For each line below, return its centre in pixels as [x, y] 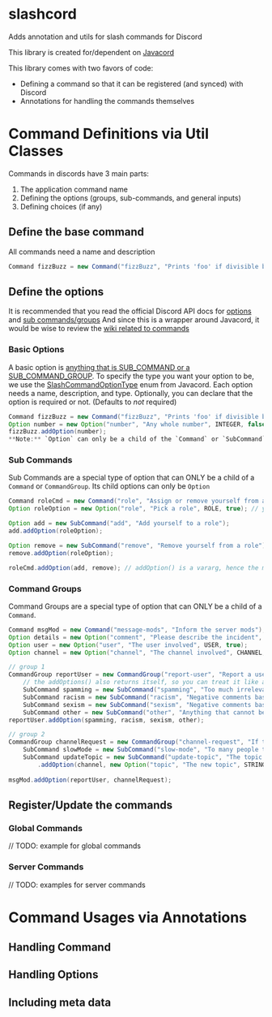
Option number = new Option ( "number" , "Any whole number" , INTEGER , [126, 424]
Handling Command [60, 948]
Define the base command [76, 232]
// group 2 [27, 735]
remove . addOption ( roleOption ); [61, 553]
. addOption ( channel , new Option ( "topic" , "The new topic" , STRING [152, 765]
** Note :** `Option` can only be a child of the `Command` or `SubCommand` [137, 439]
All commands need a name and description [82, 252]
